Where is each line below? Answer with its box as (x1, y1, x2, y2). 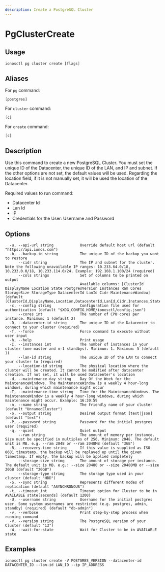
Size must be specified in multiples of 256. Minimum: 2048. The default (5, 437, 160, 442)
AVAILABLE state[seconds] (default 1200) (5, 493, 91, 498)
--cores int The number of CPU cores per (18, 312, 139, 317)
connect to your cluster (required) (5, 325, 80, 330)
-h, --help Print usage (9, 338, 105, 343)
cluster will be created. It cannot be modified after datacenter (5, 368, 144, 373)
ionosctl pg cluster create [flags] (5, 61, 80, 66)
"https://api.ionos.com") (5, 247, 58, 252)
